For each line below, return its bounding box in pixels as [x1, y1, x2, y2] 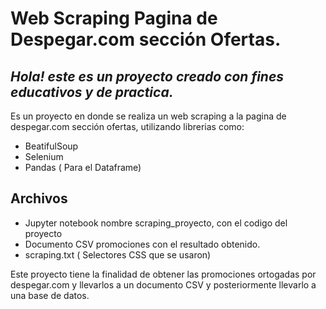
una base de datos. [10, 289, 90, 301]
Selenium [24, 151, 64, 162]
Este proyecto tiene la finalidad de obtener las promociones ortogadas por [10, 268, 317, 280]
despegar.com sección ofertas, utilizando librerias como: [10, 121, 245, 132]
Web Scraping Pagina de [10, 7, 218, 30]
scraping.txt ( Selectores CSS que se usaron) [24, 248, 212, 261]
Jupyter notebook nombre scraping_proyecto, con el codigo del [24, 217, 288, 229]
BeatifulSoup [24, 140, 79, 152]
